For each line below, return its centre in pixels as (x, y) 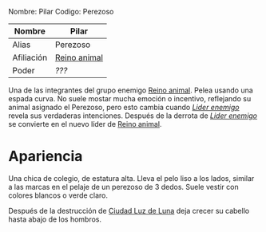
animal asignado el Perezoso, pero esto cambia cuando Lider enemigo (124, 107)
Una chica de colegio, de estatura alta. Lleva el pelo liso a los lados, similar (131, 178)
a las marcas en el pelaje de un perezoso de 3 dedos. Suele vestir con (123, 187)
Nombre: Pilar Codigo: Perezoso (61, 12)
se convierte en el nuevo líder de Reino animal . (85, 124)
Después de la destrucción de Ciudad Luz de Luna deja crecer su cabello (129, 210)
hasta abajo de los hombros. (55, 219)
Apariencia (46, 157)
